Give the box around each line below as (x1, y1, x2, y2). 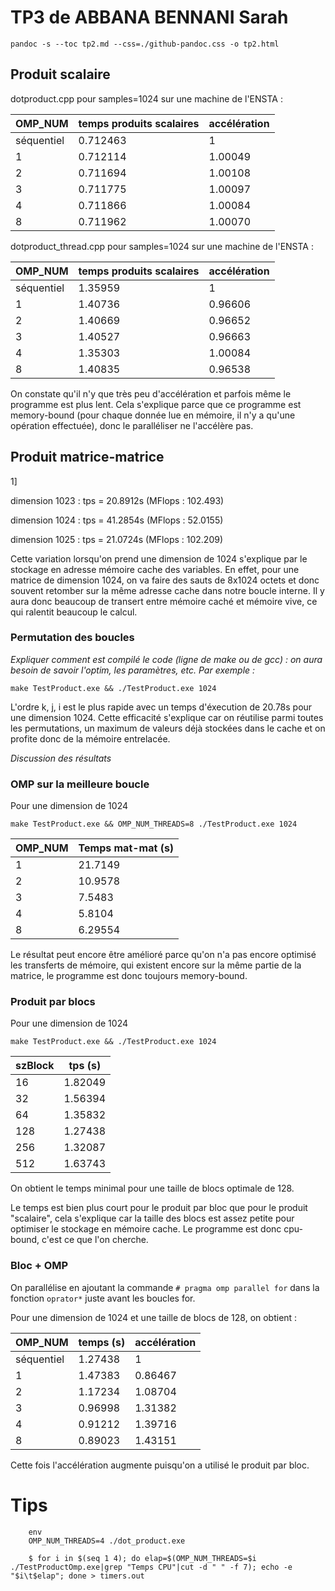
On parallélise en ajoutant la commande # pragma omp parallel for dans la (10, 1281, 320, 1293)
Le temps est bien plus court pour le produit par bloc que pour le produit (10, 1202, 308, 1214)
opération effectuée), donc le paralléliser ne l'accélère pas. (10, 419, 254, 431)
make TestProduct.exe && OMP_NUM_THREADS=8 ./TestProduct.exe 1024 (10, 819, 298, 830)
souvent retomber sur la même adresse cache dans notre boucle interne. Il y (10, 584, 325, 596)
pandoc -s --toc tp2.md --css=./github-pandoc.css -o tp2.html (10, 39, 280, 49)
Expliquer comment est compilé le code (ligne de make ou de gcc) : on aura (10, 653, 323, 665)
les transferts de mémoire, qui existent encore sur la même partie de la (10, 959, 302, 971)
